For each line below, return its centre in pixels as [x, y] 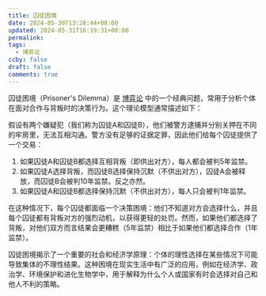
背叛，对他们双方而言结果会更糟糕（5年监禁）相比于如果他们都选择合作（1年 [133, 227]
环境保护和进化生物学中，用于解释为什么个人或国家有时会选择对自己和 [143, 274]
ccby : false [28, 60]
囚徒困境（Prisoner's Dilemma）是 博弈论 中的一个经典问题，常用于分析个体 [132, 98]
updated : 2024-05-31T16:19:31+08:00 [68, 30]
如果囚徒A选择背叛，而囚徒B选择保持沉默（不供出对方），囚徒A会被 [129, 171]
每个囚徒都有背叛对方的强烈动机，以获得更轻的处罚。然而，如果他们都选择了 [133, 218]
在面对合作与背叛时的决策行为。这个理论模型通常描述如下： [105, 108]
